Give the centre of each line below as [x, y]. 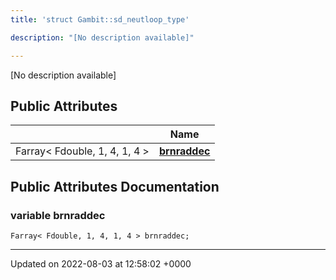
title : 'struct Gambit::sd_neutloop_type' [100, 19]
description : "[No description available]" [102, 37]
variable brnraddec [58, 215]
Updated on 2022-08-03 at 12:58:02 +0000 [101, 264]
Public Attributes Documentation [115, 186]
